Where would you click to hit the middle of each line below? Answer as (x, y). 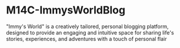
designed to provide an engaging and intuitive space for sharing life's (90, 32)
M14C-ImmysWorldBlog (66, 10)
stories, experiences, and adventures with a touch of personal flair (86, 39)
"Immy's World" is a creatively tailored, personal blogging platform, (87, 26)
